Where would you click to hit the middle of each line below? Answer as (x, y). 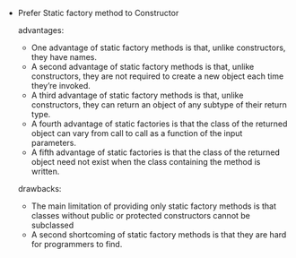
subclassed (52, 225)
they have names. (64, 57)
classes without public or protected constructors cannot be (141, 215)
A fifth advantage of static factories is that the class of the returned (156, 152)
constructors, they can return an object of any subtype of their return (159, 105)
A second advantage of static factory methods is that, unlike (143, 67)
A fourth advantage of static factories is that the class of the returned (159, 124)
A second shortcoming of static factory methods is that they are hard (159, 235)
